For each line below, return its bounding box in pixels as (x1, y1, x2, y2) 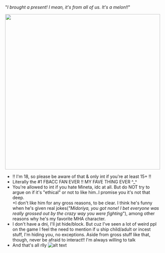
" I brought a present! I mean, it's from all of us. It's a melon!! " (5, 4, 130, 10)
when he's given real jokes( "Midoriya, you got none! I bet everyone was (12, 205, 160, 211)
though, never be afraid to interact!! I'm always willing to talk (12, 237, 136, 243)
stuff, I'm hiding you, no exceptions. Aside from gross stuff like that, (12, 232, 151, 238)
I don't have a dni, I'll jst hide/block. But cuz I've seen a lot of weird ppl (12, 221, 157, 227)
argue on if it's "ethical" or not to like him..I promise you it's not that (12, 189, 150, 195)
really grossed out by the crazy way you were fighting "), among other (12, 211, 155, 216)
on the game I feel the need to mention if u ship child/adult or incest (12, 226, 151, 232)
